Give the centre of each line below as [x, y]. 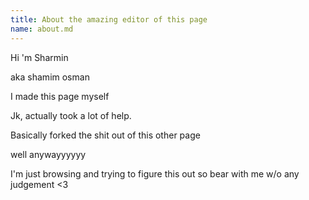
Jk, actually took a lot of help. [71, 115]
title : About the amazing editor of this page [109, 19]
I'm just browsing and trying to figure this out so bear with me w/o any [155, 173]
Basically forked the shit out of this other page [105, 135]
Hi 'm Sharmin [39, 57]
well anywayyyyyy [48, 154]
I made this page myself [60, 96]
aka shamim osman [50, 77]
